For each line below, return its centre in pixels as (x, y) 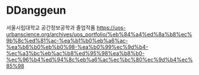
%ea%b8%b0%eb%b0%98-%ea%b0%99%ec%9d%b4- (77, 47)
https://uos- (111, 27)
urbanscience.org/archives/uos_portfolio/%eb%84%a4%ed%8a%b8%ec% (99, 34)
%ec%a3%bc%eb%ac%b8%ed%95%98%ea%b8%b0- (75, 53)
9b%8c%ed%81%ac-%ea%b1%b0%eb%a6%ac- (67, 40)
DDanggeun (36, 10)
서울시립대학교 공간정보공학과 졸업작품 (51, 27)
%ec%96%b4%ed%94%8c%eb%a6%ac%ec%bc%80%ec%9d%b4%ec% (99, 60)
